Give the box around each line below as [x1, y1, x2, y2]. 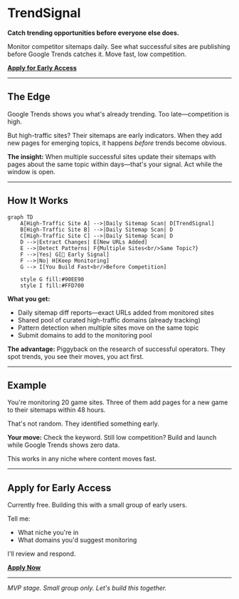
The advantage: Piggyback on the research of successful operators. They [7, 345, 225, 353]
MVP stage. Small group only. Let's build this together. [7, 584, 167, 593]
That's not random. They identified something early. [7, 419, 160, 428]
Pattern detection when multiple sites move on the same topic [17, 323, 199, 332]
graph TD [7, 213, 33, 221]
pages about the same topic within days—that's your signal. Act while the [7, 160, 223, 168]
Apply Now [7, 563, 41, 572]
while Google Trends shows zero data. [7, 441, 120, 449]
